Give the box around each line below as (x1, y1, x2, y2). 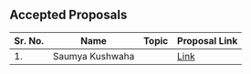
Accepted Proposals (9, 7, 128, 23)
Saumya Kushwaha (52, 49, 135, 62)
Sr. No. (14, 34, 44, 47)
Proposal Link (176, 34, 238, 47)
